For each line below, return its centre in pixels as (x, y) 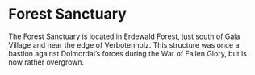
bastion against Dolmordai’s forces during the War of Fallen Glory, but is (128, 53)
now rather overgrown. (46, 62)
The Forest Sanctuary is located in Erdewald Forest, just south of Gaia (124, 36)
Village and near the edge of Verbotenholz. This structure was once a (124, 44)
